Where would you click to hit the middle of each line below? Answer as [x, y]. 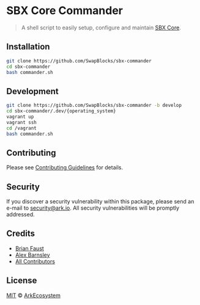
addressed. [20, 215]
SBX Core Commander [65, 11]
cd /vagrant [21, 128]
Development [33, 91]
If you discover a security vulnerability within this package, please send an [100, 202]
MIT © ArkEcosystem [34, 295]
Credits [21, 234]
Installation [28, 47]
